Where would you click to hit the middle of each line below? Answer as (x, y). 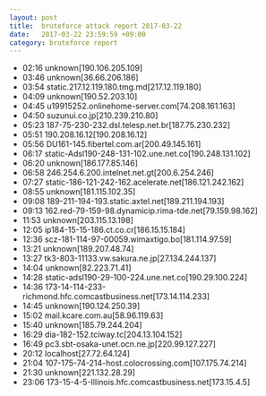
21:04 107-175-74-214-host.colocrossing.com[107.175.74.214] (134, 363)
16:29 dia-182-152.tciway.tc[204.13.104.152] (102, 335)
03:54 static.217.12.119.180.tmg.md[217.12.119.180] (112, 87)
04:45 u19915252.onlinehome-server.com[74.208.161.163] (129, 106)
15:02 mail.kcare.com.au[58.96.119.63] (93, 315)
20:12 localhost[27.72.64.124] (76, 354)
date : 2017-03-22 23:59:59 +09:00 (77, 34)
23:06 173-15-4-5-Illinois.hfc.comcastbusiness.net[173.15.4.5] (136, 383)
